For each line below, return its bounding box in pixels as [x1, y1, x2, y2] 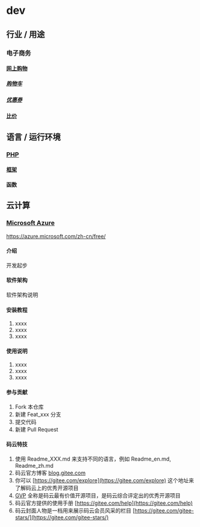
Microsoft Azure [6, 219, 55, 227]
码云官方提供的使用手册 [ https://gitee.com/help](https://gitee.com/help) [14, 499, 193, 506]
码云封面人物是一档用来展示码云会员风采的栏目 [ [14, 506, 135, 514]
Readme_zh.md [14, 462, 54, 469]
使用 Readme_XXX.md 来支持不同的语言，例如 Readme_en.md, [14, 455, 172, 462]
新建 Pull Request [14, 426, 58, 433]
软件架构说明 [6, 291, 38, 299]
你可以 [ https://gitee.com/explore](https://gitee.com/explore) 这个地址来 [14, 476, 195, 484]
